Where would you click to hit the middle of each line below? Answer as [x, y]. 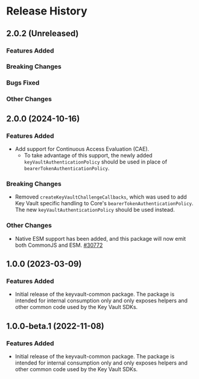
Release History [47, 11]
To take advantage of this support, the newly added [88, 155]
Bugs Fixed [23, 83]
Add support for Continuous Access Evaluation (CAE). [82, 148]
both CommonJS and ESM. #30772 [59, 245]
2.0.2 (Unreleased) [43, 33]
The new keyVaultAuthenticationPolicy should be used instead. [95, 210]
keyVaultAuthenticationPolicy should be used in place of [96, 162]
